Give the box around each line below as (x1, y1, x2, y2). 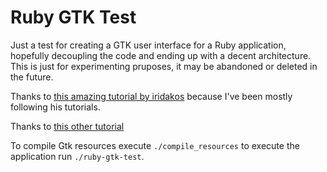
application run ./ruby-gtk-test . (10, 150, 145, 162)
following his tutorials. (10, 101, 101, 113)
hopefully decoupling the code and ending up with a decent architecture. (10, 49, 312, 61)
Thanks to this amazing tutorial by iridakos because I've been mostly (10, 90, 293, 102)
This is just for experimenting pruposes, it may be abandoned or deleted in (10, 60, 318, 72)
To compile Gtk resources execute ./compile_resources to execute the (10, 139, 300, 151)
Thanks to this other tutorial (10, 120, 125, 132)
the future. (10, 71, 54, 83)
